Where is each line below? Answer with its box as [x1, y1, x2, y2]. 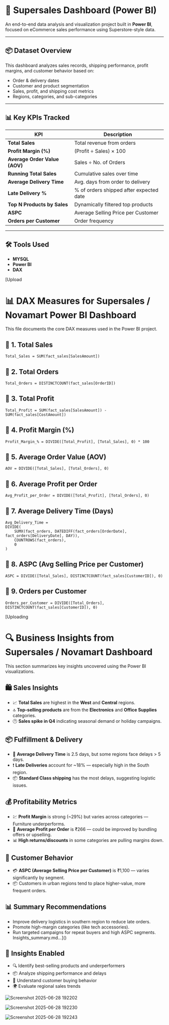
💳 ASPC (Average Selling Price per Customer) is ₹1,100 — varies [12, 867, 149, 873]
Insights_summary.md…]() [12, 934, 67, 941]
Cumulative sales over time [74, 170, 138, 177]
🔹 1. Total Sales [5, 340, 53, 349]
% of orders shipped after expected [74, 186, 158, 193]
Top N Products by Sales [8, 201, 68, 208]
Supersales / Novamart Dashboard [5, 646, 153, 658]
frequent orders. [12, 887, 47, 893]
